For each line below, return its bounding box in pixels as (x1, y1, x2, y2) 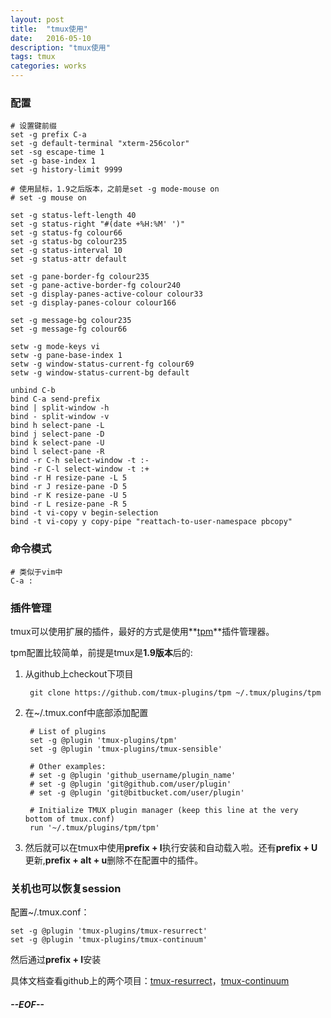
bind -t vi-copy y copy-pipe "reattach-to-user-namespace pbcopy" (10, 517, 293, 527)
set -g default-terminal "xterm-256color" (10, 139, 190, 149)
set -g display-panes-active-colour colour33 (10, 289, 203, 300)
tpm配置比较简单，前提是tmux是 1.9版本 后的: (10, 646, 193, 658)
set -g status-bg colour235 (10, 237, 128, 247)
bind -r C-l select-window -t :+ (10, 464, 150, 475)
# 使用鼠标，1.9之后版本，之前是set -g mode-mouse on (10, 184, 220, 195)
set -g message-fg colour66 (10, 324, 128, 335)
